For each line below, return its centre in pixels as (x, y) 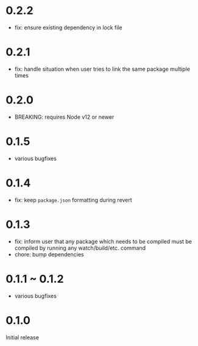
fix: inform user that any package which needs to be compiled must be (103, 241)
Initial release (22, 337)
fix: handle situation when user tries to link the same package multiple (102, 69)
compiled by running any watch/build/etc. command (80, 248)
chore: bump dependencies (49, 254)
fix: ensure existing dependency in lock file (68, 27)
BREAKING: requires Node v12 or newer (64, 117)
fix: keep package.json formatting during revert (73, 200)
